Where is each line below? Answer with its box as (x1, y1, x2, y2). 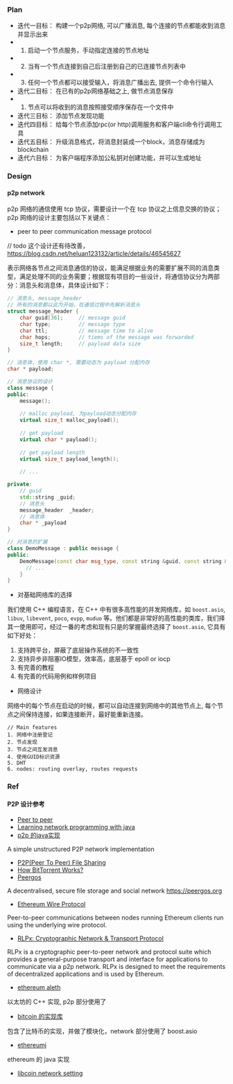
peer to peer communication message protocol (17, 227, 152, 236)
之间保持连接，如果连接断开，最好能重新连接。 (12, 710, 147, 719)
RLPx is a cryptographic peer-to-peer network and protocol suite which (7, 948, 212, 956)
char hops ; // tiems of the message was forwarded (19, 334, 194, 341)
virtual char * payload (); (19, 436, 98, 443)
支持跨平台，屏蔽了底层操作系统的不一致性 (17, 646, 139, 655)
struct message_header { (7, 308, 79, 315)
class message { (7, 384, 54, 391)
